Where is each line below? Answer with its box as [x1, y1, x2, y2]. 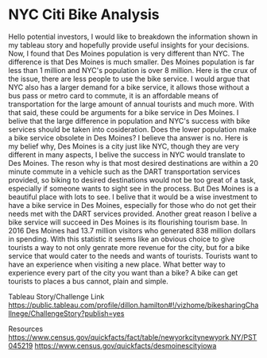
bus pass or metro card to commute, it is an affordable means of [8, 90, 219, 100]
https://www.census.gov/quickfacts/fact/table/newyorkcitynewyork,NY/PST [8, 332, 257, 342]
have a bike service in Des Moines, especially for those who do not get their [8, 200, 257, 210]
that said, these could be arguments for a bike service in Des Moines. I [8, 107, 239, 117]
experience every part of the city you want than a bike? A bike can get [8, 268, 238, 277]
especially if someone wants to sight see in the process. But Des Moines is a [8, 183, 259, 193]
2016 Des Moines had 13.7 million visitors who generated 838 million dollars [8, 225, 256, 235]
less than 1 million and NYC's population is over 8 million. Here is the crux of [8, 65, 257, 75]
